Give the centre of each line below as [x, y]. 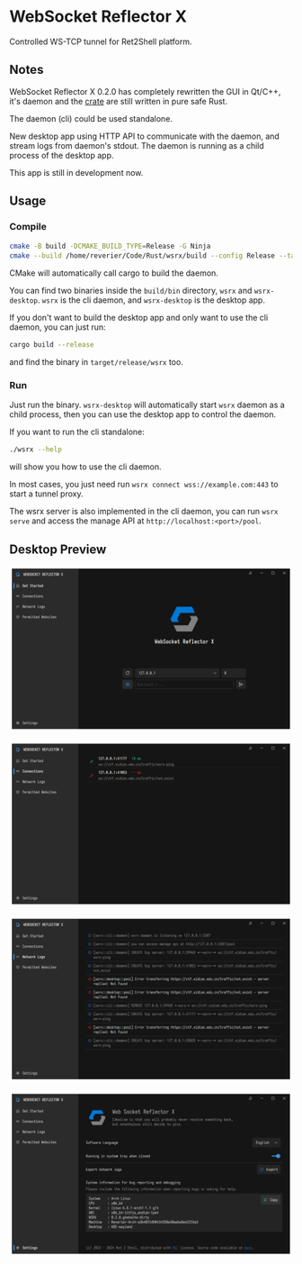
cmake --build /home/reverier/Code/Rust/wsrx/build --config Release [142, 256]
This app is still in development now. [76, 172]
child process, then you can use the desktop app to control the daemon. [143, 414]
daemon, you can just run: [58, 327]
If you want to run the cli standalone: [77, 432]
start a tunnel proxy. [46, 494]
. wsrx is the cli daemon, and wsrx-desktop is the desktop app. [151, 300]
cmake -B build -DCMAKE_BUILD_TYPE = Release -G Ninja [110, 246]
